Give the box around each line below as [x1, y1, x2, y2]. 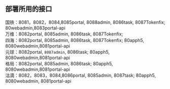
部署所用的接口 [5, 5, 52, 14]
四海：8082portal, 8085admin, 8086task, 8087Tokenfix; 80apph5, [5, 37, 145, 43]
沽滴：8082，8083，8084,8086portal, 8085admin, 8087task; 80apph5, [5, 72, 156, 78]
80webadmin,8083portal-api [5, 25, 66, 31]
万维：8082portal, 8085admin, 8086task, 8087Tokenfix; [5, 31, 123, 37]
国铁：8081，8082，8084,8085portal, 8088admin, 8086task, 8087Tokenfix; [5, 19, 165, 25]
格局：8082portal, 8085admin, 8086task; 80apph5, [5, 60, 113, 67]
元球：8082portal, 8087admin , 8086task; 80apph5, [5, 49, 110, 55]
